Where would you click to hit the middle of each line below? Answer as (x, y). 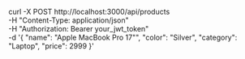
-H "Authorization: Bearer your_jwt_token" (79, 29)
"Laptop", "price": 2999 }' (52, 46)
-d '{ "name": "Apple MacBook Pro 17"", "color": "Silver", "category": (123, 37)
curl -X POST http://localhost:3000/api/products (89, 12)
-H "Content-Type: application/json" (69, 20)
